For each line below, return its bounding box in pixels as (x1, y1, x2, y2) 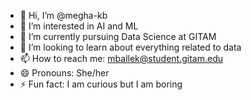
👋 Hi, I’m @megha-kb (19, 10, 108, 21)
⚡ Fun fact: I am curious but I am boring (19, 78, 183, 90)
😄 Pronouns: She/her (19, 67, 110, 79)
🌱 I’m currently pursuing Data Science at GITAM (19, 31, 217, 42)
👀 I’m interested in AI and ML (19, 20, 139, 32)
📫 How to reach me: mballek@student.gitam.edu (19, 53, 223, 64)
